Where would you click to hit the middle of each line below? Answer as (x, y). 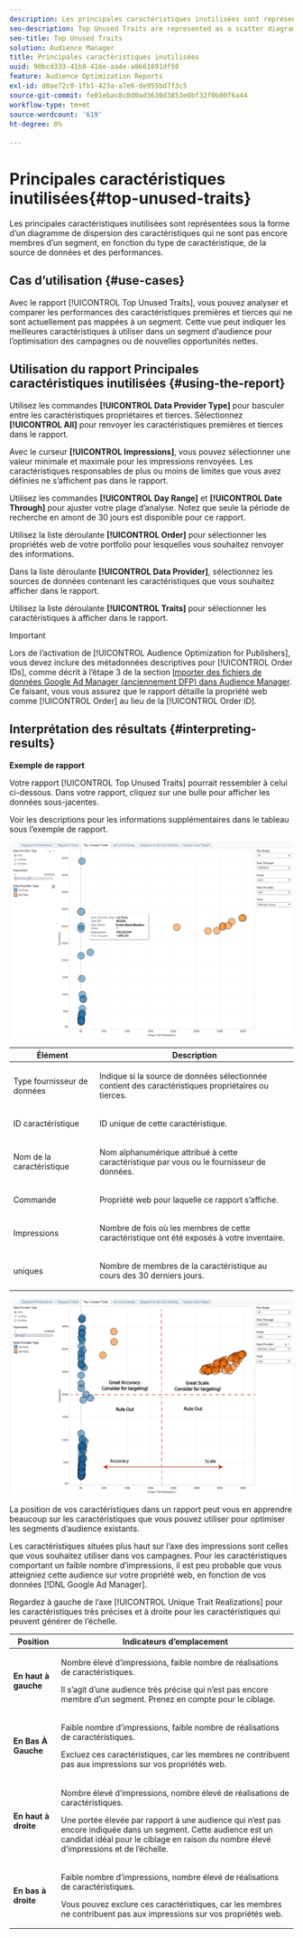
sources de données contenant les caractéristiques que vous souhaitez (142, 581)
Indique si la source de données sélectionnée (183, 1077)
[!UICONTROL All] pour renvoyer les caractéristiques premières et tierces (147, 424)
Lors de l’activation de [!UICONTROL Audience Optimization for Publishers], (150, 653)
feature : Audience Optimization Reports (87, 77)
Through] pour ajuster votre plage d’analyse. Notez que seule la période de (150, 507)
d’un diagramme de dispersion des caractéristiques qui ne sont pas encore (149, 233)
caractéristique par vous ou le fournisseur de (182, 1162)
